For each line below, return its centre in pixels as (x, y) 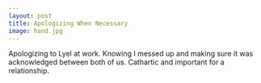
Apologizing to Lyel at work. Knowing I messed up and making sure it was (131, 54)
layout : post (30, 16)
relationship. (29, 71)
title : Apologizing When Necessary (68, 23)
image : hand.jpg (36, 31)
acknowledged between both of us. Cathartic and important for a (116, 62)
